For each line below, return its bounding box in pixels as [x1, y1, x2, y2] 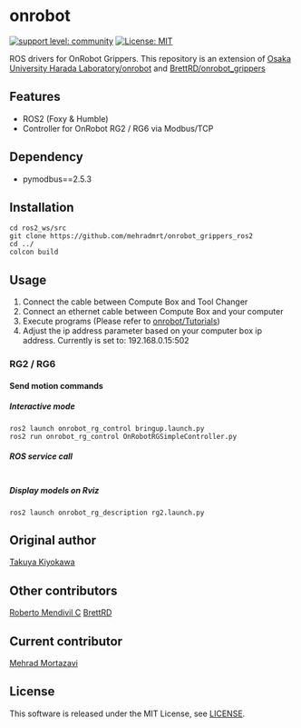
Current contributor [9, 633, 123, 649]
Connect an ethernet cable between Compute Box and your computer [22, 306, 284, 317]
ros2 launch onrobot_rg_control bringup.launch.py [9, 424, 205, 433]
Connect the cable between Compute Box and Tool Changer [22, 296, 248, 307]
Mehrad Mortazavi [9, 658, 79, 669]
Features [9, 89, 61, 105]
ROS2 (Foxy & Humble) [22, 113, 109, 124]
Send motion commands [9, 380, 104, 391]
